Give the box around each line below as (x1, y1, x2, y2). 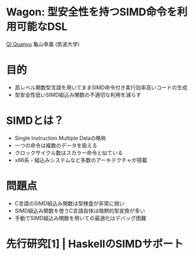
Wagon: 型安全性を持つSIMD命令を (6, 5, 178, 19)
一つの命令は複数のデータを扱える (14, 142, 98, 149)
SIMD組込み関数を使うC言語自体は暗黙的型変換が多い (14, 207, 145, 214)
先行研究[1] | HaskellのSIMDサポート (6, 237, 184, 250)
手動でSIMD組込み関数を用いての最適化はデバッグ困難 (14, 214, 147, 221)
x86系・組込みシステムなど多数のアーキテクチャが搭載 (14, 156, 148, 163)
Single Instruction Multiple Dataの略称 (14, 134, 107, 142)
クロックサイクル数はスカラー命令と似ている (14, 149, 124, 156)
